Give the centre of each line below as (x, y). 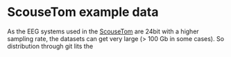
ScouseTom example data (83, 12)
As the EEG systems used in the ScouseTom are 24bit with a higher (103, 31)
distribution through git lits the (50, 46)
